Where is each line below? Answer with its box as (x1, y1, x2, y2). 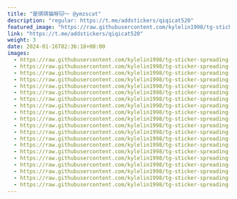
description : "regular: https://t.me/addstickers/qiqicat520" (7, 17, 194, 24)
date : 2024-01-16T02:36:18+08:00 (7, 43, 106, 50)
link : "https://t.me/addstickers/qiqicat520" (7, 30, 143, 37)
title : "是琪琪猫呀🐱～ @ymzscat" (7, 10, 102, 18)
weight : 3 (7, 37, 37, 44)
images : (7, 50, 30, 57)
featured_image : (7, 23, 55, 30)
